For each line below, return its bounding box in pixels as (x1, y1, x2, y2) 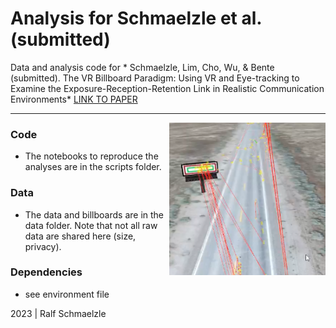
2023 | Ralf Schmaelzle (10, 307, 107, 319)
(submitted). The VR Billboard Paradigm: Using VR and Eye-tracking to (10, 72, 300, 84)
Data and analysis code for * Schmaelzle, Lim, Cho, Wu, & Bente (10, 61, 275, 73)
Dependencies (10, 265, 83, 279)
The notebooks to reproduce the (24, 150, 159, 162)
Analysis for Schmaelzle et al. (10, 7, 262, 30)
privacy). (24, 240, 62, 252)
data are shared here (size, (24, 230, 137, 242)
